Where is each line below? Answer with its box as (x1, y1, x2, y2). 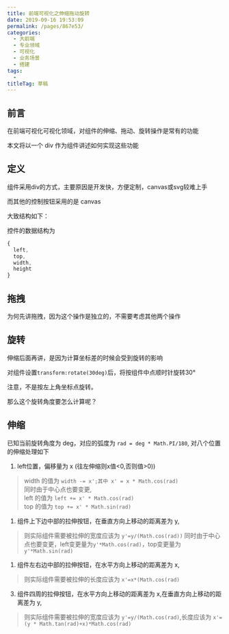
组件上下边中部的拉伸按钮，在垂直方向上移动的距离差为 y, (16, 517, 180, 525)
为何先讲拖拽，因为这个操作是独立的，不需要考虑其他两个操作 (7, 312, 181, 320)
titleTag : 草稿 (7, 80, 49, 87)
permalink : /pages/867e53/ (7, 23, 84, 29)
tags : (7, 67, 23, 74)
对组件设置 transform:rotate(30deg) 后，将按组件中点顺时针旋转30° (7, 368, 196, 376)
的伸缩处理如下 (7, 447, 49, 456)
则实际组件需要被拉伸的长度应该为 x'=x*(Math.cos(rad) (23, 575, 180, 583)
